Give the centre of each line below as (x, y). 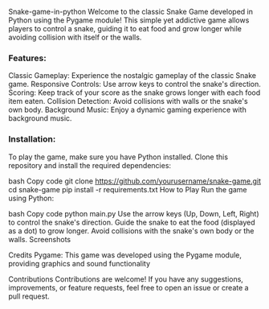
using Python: (31, 198)
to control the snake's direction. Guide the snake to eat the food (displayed (132, 222)
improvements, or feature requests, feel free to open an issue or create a (128, 287)
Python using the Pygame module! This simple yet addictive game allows (129, 20)
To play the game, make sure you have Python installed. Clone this (118, 157)
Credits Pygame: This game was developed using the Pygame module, (125, 255)
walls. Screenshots (39, 239)
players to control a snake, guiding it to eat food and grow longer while (125, 29)
